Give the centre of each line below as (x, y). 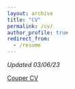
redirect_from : (29, 39)
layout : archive (30, 13)
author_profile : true (38, 33)
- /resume (27, 45)
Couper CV (23, 78)
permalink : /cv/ (30, 26)
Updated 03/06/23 (33, 65)
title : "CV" (24, 20)
